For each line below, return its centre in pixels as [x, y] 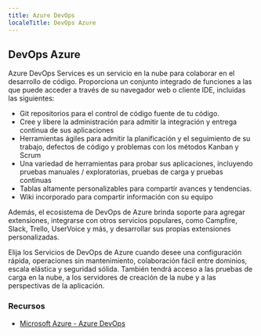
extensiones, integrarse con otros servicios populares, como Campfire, [123, 221]
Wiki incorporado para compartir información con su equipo [116, 197]
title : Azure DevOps [42, 15]
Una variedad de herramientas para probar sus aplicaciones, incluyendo [136, 164]
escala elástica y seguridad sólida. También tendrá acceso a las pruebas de [130, 269]
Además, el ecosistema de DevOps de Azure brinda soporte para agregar [127, 212]
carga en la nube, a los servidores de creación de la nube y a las [112, 278]
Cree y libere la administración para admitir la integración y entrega [128, 122]
